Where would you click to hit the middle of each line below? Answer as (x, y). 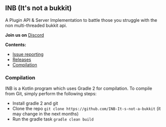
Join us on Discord (25, 35)
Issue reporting (28, 54)
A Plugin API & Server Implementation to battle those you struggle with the (81, 20)
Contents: (16, 45)
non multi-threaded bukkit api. (36, 25)
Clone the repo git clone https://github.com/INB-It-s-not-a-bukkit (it (86, 109)
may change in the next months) (45, 114)
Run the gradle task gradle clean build (53, 119)
